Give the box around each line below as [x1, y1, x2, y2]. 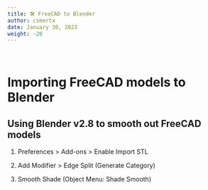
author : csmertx [7, 17, 55, 24]
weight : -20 [7, 30, 43, 38]
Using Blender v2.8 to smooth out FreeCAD [7, 118, 202, 130]
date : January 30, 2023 [7, 23, 78, 30]
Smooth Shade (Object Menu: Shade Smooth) [17, 175, 151, 184]
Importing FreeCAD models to [7, 74, 186, 91]
